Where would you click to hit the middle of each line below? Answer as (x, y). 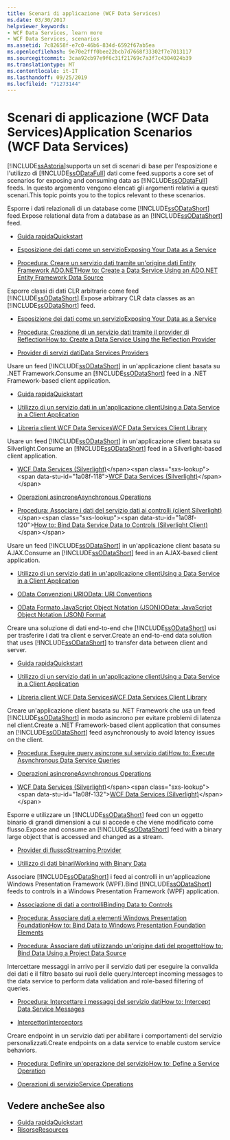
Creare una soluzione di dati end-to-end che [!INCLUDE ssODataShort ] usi (112, 628)
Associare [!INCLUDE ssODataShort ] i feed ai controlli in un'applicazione (109, 877)
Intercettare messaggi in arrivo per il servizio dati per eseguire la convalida (113, 967)
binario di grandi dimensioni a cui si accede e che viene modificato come (111, 823)
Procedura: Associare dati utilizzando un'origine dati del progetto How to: (120, 946)
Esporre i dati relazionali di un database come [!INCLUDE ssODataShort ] (108, 209)
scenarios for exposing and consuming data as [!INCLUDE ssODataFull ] (107, 181)
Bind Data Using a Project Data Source (72, 953)
